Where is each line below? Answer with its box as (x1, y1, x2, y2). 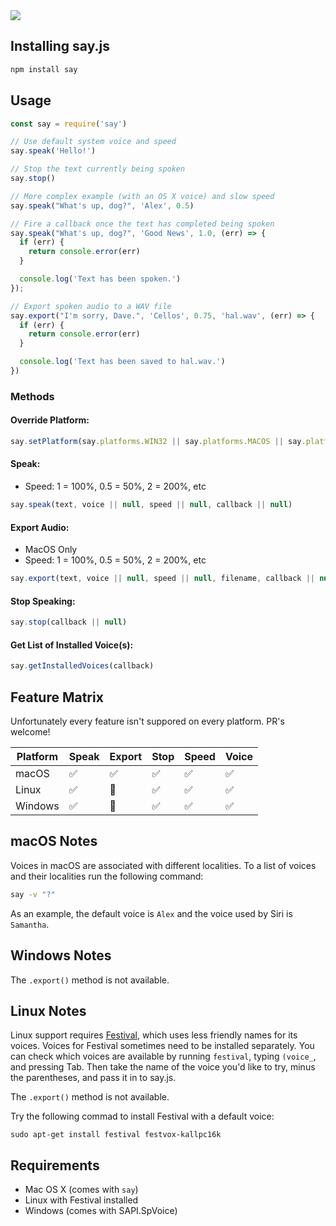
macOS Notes (10, 833, 98, 850)
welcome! (10, 726, 51, 738)
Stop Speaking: (10, 595, 76, 607)
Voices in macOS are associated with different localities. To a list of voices (10, 859, 317, 871)
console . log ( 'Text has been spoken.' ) (19, 274, 182, 284)
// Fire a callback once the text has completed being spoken (10, 219, 275, 229)
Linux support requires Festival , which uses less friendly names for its (10, 1029, 298, 1041)
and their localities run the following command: (10, 870, 204, 882)
